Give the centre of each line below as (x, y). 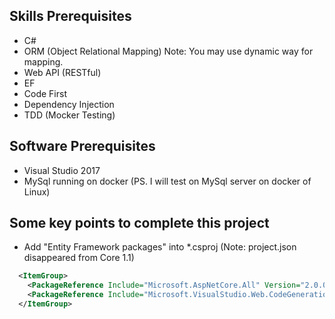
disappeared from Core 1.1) (79, 258)
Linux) (37, 191)
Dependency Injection (69, 104)
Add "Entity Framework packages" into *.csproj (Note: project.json (160, 247)
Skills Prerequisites (70, 16)
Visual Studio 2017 (62, 170)
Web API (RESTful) (62, 72)
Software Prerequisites (82, 146)
